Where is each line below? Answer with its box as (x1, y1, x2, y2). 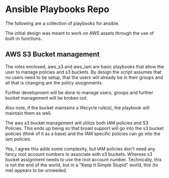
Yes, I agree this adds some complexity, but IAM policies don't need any (5, 146, 155, 152)
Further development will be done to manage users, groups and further (5, 90, 153, 96)
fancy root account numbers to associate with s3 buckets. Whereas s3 (5, 151, 153, 157)
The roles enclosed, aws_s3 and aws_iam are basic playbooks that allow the (5, 63, 164, 69)
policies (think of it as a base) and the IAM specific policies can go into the (5, 130, 161, 137)
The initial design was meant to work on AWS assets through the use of (5, 30, 154, 36)
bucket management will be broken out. (5, 95, 88, 101)
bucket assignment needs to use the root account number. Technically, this (5, 156, 162, 162)
